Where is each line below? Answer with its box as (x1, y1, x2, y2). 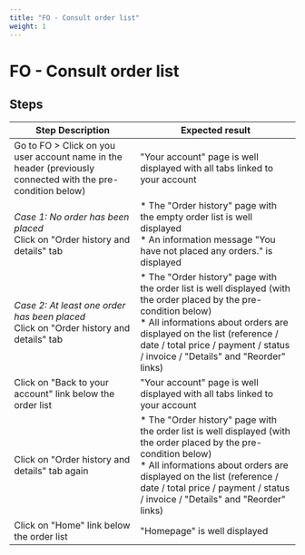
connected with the (14, 173, 97, 186)
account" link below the (14, 387, 115, 400)
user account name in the (14, 151, 123, 163)
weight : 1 (9, 22, 47, 31)
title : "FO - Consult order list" (9, 13, 141, 23)
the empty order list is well (140, 210, 252, 223)
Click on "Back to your (14, 375, 109, 388)
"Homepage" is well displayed (140, 524, 269, 537)
